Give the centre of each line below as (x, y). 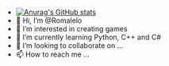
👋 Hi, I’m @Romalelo (49, 20)
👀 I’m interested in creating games (72, 29)
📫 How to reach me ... (52, 54)
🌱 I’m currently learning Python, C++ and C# (88, 37)
